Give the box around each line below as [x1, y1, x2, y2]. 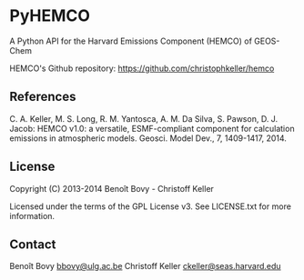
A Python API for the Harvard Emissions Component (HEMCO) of [9, 35, 253, 46]
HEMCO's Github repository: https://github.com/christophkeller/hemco [9, 63, 275, 74]
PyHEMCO [9, 5, 91, 26]
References [9, 89, 76, 105]
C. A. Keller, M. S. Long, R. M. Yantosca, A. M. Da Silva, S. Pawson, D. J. [9, 113, 279, 124]
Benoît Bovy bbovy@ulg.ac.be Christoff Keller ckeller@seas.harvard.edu [9, 261, 281, 272]
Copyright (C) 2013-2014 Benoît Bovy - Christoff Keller [9, 183, 214, 194]
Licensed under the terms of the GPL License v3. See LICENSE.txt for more [9, 201, 291, 212]
